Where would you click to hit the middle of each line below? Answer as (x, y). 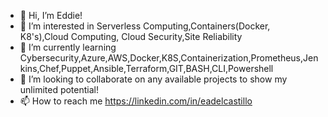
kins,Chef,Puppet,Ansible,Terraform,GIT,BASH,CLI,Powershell (146, 68)
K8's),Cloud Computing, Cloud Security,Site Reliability (131, 36)
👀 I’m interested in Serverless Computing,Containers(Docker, (145, 26)
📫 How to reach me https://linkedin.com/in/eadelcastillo (136, 101)
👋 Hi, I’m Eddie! (51, 15)
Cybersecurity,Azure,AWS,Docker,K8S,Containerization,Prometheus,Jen (169, 58)
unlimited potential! (59, 89)
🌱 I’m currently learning (68, 47)
